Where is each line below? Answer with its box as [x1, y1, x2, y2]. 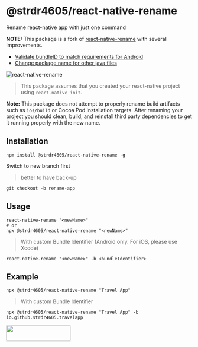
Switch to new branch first [6, 162, 70, 170]
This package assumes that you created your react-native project [20, 82, 180, 90]
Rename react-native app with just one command [6, 24, 126, 31]
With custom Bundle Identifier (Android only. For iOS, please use [20, 238, 178, 245]
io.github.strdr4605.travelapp [6, 314, 83, 321]
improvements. [6, 42, 43, 49]
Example [6, 272, 39, 282]
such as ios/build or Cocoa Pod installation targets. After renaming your [6, 106, 183, 113]
